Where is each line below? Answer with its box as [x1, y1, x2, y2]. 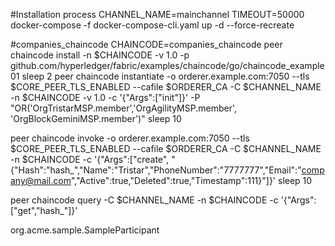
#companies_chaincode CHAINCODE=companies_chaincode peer [10, 39, 283, 50]
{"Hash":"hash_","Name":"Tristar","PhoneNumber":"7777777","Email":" [10, 164, 302, 176]
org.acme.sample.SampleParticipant [10, 224, 160, 236]
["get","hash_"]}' [10, 205, 78, 216]
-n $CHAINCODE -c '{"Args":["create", [10, 154, 170, 165]
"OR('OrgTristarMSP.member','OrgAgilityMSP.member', [10, 102, 237, 114]
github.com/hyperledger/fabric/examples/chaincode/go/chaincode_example [10, 60, 325, 71]
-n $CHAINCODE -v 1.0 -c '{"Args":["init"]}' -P [10, 92, 201, 103]
